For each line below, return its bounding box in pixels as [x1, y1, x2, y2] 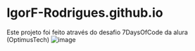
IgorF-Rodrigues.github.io [6, 5, 163, 21]
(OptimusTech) [6, 35, 50, 43]
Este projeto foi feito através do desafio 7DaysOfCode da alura [6, 28, 188, 36]
